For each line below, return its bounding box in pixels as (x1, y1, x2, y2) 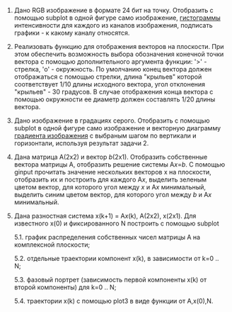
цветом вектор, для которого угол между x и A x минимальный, (13, 183, 207, 191)
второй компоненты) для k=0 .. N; (13, 283, 117, 291)
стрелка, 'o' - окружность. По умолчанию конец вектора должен (13, 65, 212, 73)
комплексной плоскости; (13, 240, 91, 249)
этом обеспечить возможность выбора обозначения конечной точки (13, 50, 224, 58)
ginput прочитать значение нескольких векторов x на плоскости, (13, 168, 212, 176)
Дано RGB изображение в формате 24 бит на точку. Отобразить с (13, 6, 214, 14)
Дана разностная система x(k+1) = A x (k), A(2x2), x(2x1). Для (13, 212, 197, 220)
